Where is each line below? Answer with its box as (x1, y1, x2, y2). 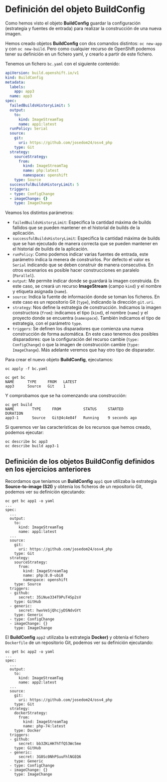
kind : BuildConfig (5, 75, 43, 80)
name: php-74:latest (23, 724, 66, 729)
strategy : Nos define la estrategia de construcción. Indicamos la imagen (12, 304, 162, 311)
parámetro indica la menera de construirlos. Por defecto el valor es (12, 257, 151, 263)
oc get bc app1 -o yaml (5, 499, 55, 504)
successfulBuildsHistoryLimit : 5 (9, 182, 79, 187)
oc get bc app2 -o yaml (5, 649, 55, 654)
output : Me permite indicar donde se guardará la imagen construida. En (12, 278, 160, 284)
